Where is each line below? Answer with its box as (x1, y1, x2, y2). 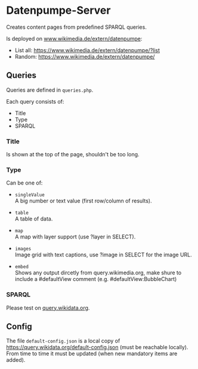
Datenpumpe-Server (6, 4, 111, 17)
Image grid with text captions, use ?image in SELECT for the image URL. (14, 251, 192, 258)
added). (6, 356, 26, 364)
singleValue (14, 192, 45, 198)
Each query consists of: (6, 98, 64, 105)
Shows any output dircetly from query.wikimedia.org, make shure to (14, 269, 182, 276)
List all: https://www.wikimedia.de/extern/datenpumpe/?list (14, 46, 160, 54)
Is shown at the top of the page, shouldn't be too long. (6, 151, 140, 158)
